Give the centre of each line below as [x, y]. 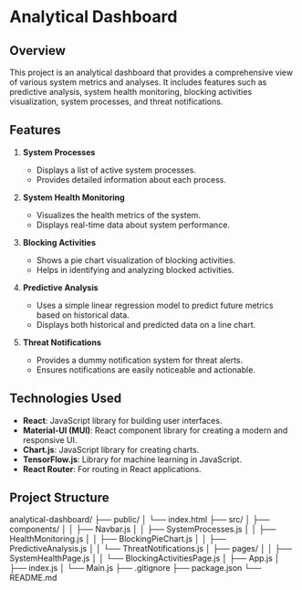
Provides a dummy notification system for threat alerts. [140, 360]
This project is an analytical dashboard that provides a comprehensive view [151, 72]
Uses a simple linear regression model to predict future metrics [155, 305]
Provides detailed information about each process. [131, 179]
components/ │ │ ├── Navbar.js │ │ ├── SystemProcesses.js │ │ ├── [143, 529]
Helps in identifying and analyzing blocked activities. [135, 269]
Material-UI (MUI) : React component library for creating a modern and [155, 430]
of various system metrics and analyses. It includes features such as [138, 82]
